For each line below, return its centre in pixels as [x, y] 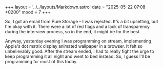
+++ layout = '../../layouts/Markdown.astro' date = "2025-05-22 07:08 [75, 7]
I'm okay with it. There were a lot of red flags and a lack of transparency [77, 27]
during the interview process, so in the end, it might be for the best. [73, 32]
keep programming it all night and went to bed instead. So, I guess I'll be [78, 56]
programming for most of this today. [41, 62]
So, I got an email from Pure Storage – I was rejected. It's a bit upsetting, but [82, 21]
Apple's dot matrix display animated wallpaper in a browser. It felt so [74, 46]
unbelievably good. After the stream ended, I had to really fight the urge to [80, 51]
